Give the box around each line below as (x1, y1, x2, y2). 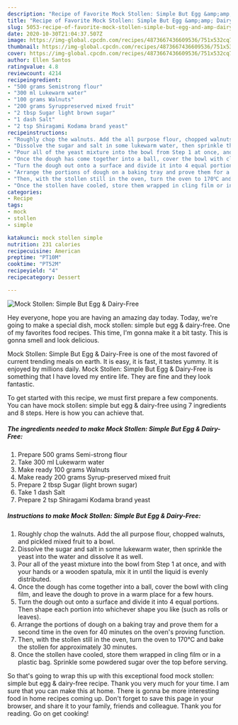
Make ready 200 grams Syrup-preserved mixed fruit (17, 472, 171, 481)
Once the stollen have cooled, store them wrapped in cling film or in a (17, 650, 221, 658)
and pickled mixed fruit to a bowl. (17, 537, 115, 546)
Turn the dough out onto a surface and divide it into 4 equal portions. (17, 597, 220, 606)
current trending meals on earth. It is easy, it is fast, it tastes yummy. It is (7, 357, 219, 365)
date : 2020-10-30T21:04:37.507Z (7, 30, 103, 38)
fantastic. (7, 380, 35, 388)
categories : (7, 189, 42, 196)
